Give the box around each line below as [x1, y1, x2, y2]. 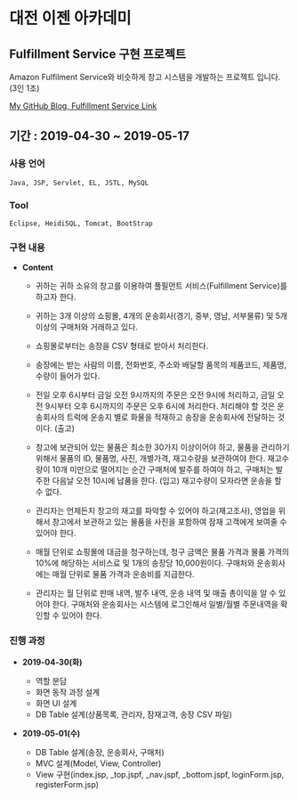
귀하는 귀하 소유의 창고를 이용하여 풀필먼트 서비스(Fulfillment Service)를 [35, 281, 287, 291]
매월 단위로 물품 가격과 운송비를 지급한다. [52, 569, 195, 580]
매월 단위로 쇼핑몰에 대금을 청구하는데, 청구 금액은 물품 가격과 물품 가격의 [35, 547, 290, 558]
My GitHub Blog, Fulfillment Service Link [9, 101, 157, 111]
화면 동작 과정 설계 [35, 687, 101, 697]
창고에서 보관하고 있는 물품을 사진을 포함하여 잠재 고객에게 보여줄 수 [52, 517, 287, 527]
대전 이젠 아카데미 [9, 8, 132, 29]
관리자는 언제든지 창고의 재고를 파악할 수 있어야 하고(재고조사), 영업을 [35, 505, 277, 517]
